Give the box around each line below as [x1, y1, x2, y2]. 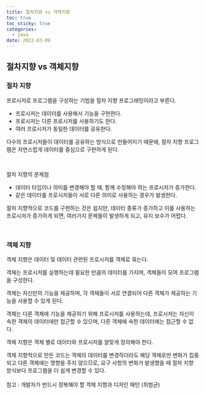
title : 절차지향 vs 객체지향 [6, 9, 70, 15]
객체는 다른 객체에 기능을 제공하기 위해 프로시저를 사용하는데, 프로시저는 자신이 [6, 310, 195, 317]
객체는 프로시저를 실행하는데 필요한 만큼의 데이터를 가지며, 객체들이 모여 [6, 268, 178, 276]
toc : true [6, 15, 32, 21]
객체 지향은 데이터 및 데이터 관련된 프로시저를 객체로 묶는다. [6, 256, 149, 263]
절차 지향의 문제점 [6, 170, 49, 178]
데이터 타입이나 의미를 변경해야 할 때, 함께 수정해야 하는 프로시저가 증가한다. [15, 183, 197, 191]
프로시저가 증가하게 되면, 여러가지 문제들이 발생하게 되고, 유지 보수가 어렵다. [6, 212, 188, 219]
